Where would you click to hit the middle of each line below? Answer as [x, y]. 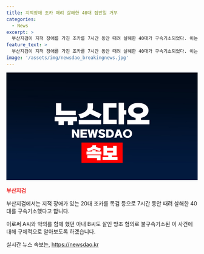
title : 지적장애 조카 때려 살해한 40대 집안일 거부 [62, 13]
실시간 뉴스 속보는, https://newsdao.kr [53, 245]
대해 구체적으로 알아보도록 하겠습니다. [51, 232]
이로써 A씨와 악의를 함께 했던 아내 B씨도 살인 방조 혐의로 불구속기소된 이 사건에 [100, 224]
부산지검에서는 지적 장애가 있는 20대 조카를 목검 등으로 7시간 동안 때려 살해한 [98, 204]
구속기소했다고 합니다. [43, 211]
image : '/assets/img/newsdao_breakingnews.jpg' [68, 58]
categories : [21, 19]
